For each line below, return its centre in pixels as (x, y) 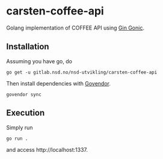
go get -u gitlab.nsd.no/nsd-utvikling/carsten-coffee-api (82, 72)
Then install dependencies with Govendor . (59, 83)
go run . (17, 139)
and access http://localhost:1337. (47, 149)
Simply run (20, 127)
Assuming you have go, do (39, 61)
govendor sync (24, 95)
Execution (26, 113)
